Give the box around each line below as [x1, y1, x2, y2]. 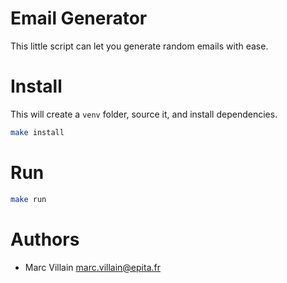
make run [10, 194, 47, 204]
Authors [10, 228, 80, 251]
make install [10, 127, 65, 137]
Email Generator [10, 7, 148, 30]
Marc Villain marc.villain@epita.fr [24, 261, 161, 273]
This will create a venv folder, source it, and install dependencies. [10, 108, 278, 120]
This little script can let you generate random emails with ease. [10, 40, 269, 52]
